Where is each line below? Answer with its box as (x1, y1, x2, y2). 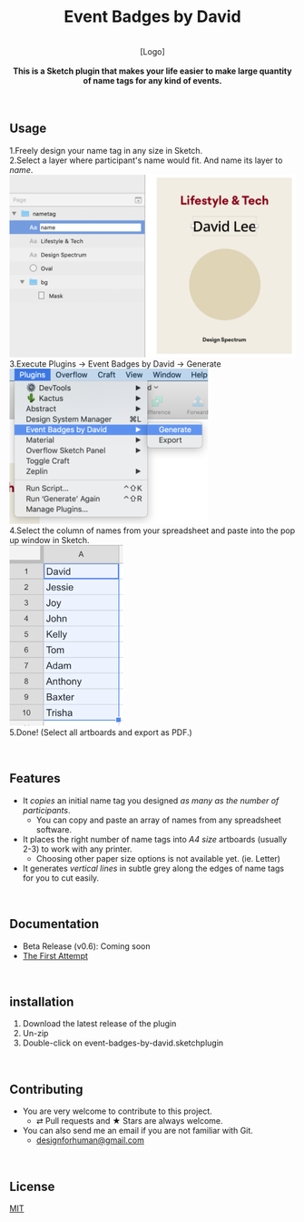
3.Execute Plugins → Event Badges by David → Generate (9, 358, 221, 369)
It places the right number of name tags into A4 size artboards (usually (22, 833, 288, 844)
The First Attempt (22, 950, 89, 961)
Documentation (9, 916, 100, 932)
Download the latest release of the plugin (22, 1018, 177, 1029)
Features (9, 771, 61, 786)
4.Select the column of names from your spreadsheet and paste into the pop (9, 525, 296, 536)
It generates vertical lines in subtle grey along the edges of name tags (22, 863, 284, 874)
